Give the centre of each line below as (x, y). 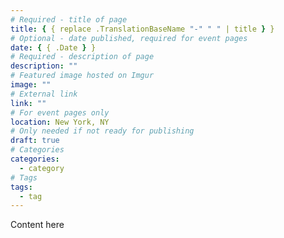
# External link (44, 94)
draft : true (35, 141)
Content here (37, 225)
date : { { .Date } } (53, 47)
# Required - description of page (82, 57)
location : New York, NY (60, 122)
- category (42, 168)
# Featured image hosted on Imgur (82, 76)
